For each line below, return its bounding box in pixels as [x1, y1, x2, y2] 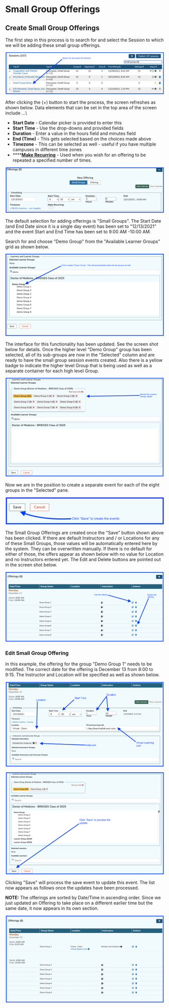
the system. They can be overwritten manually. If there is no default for [5, 546, 152, 552]
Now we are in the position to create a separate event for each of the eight [5, 482, 160, 488]
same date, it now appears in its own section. [5, 905, 99, 911]
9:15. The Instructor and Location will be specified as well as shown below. [5, 671, 160, 678]
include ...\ [5, 110, 28, 116]
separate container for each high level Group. [5, 368, 100, 374]
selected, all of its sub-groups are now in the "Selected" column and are [5, 352, 155, 358]
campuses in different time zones [12, 147, 82, 153]
